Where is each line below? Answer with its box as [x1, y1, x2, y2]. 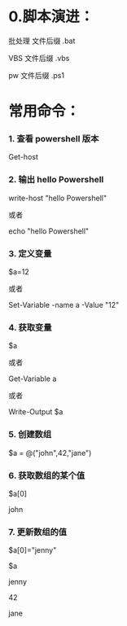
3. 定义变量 [8, 247, 52, 259]
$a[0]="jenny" [8, 545, 57, 555]
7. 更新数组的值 [8, 526, 68, 537]
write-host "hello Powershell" [8, 193, 107, 203]
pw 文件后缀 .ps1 [8, 70, 65, 80]
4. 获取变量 [8, 322, 52, 333]
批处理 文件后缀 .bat [8, 36, 76, 46]
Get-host [8, 152, 38, 162]
